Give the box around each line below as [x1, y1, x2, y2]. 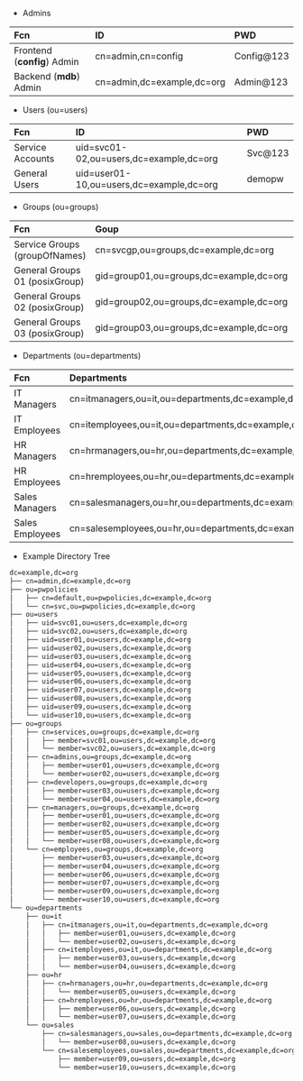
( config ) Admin [14, 56, 79, 68]
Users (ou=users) [22, 105, 88, 115]
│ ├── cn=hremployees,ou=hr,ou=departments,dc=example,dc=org [25, 995, 272, 1004]
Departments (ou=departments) [22, 351, 142, 361]
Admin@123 [234, 76, 289, 88]
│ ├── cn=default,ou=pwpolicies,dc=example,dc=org [9, 593, 212, 602]
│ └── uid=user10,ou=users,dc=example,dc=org [9, 710, 192, 719]
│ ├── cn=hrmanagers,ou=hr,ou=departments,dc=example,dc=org [25, 978, 269, 988]
